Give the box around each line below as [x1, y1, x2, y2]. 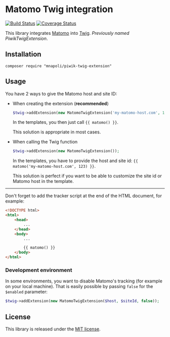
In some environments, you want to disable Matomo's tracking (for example [5, 278, 163, 284]
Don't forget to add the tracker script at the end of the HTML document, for [5, 193, 162, 199]
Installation [5, 50, 41, 59]
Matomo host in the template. [12, 178, 74, 184]
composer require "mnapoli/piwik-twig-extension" [5, 63, 112, 69]
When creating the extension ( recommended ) [12, 100, 109, 107]
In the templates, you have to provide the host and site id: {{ [12, 158, 138, 164]
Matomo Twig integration [5, 4, 113, 15]
